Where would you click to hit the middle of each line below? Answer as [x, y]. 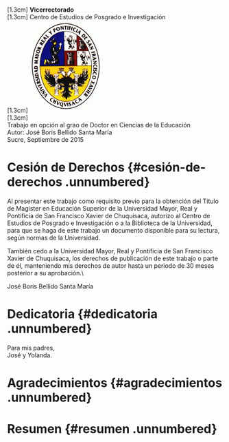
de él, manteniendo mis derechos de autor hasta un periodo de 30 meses [111, 265]
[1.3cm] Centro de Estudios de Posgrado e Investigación [86, 17]
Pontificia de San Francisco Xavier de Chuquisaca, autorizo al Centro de [109, 215]
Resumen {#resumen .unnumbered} [112, 429]
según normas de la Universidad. [54, 238]
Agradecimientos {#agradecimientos [115, 383]
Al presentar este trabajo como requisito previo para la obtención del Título [113, 201]
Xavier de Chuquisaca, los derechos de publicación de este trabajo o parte [112, 258]
